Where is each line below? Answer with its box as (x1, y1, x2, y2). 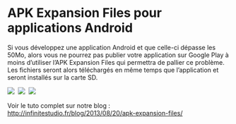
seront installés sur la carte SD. (7, 73, 98, 82)
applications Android (7, 20, 133, 36)
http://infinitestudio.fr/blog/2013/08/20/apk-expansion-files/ (7, 108, 183, 117)
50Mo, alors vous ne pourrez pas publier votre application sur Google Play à (7, 51, 230, 59)
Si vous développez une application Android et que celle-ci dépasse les (7, 43, 216, 51)
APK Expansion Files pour (7, 5, 163, 21)
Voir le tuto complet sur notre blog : (7, 101, 111, 110)
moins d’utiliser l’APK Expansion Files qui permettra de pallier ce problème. (7, 58, 225, 66)
